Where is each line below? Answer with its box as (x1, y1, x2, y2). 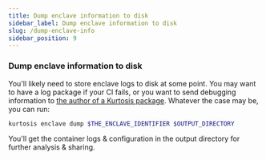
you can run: (8, 104, 50, 114)
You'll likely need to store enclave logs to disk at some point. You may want (8, 78, 256, 88)
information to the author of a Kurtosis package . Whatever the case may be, (8, 95, 259, 105)
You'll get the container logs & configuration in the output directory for (8, 134, 240, 144)
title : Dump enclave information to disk (8, 11, 149, 20)
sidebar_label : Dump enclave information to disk (8, 19, 178, 27)
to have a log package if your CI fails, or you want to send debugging (8, 87, 236, 97)
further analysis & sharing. (8, 142, 95, 152)
